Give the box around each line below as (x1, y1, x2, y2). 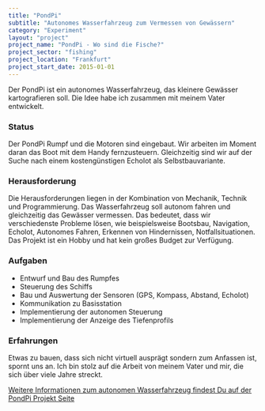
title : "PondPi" (8, 11, 62, 20)
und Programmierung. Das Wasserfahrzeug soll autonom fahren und (8, 202, 231, 212)
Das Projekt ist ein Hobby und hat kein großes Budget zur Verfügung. (8, 236, 234, 245)
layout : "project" (8, 33, 69, 42)
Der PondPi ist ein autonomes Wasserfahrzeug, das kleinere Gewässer (8, 85, 239, 94)
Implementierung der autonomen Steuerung (19, 307, 163, 316)
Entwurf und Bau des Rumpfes (19, 273, 120, 283)
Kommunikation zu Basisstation (19, 298, 123, 308)
